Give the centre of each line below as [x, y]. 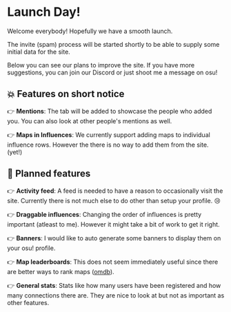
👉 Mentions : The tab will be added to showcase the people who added [110, 111]
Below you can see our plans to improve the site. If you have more [101, 65]
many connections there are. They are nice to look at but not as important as [116, 295]
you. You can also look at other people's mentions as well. [90, 121]
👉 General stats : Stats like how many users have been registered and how [114, 285]
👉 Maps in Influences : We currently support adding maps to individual [109, 134]
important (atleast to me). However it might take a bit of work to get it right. [113, 224]
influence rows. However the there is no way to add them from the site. [108, 145]
